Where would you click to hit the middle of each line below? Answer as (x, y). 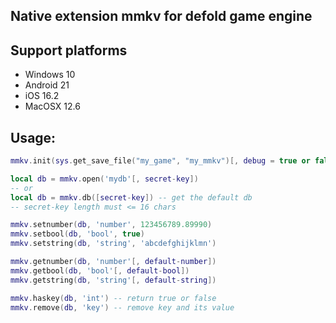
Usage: (33, 137)
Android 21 (47, 85)
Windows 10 (50, 75)
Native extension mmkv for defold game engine (161, 16)
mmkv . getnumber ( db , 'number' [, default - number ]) (113, 262)
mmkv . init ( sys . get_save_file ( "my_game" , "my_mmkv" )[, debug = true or (160, 161)
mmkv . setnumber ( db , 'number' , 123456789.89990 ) (111, 225)
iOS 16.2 (42, 96)
